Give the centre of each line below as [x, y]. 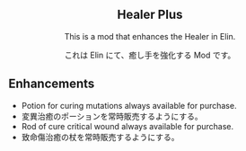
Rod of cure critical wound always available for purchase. [127, 126]
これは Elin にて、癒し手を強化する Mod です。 [150, 55]
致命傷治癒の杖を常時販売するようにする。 [100, 137]
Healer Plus [150, 15]
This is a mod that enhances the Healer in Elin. [150, 36]
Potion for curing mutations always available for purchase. [129, 105]
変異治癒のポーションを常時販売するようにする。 [112, 116]
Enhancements [52, 84]
